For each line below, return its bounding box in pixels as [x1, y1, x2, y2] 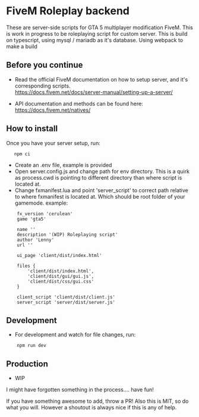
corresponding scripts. [14, 82, 71, 89]
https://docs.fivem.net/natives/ [14, 106, 91, 114]
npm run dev [17, 343, 46, 349]
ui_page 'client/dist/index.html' [17, 252, 102, 258]
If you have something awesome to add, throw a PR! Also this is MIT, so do [6, 397, 189, 405]
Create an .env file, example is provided [14, 161, 112, 168]
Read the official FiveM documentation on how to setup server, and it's [14, 76, 188, 83]
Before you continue [6, 60, 83, 70]
